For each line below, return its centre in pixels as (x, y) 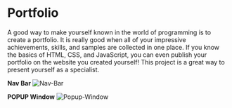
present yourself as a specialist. (53, 69)
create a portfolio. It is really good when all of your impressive (97, 39)
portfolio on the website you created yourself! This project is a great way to (116, 62)
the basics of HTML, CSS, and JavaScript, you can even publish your (107, 55)
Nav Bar (19, 83)
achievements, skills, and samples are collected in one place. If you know (114, 47)
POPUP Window (31, 97)
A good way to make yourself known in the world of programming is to (109, 32)
